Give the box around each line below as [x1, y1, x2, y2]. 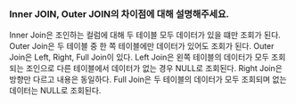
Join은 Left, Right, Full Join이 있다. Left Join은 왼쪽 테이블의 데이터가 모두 [9, 52, 269, 63]
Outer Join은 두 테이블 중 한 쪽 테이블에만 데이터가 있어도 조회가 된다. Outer [9, 41, 275, 52]
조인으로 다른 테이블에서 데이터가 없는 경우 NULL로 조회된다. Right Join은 [25, 63, 283, 74]
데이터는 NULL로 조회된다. [9, 85, 102, 96]
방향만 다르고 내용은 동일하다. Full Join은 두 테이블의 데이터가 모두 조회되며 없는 [9, 74, 287, 85]
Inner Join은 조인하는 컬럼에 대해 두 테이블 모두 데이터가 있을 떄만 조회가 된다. [9, 29, 281, 41]
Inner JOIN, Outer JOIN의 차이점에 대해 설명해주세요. [9, 7, 230, 20]
